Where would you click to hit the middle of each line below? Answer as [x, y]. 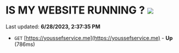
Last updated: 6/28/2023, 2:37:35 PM [53, 26]
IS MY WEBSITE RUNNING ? [75, 10]
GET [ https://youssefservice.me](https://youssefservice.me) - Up [93, 38]
